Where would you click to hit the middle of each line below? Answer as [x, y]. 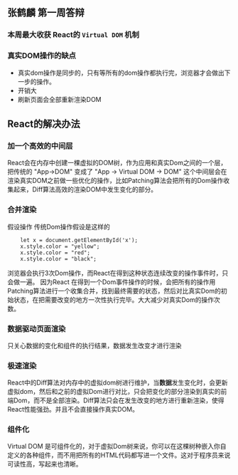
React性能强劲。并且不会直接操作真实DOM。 [73, 409]
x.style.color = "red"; [55, 252]
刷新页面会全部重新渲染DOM [59, 99]
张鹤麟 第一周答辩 [46, 13]
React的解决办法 [44, 124]
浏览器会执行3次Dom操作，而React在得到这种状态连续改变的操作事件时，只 [118, 273]
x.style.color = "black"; [59, 259]
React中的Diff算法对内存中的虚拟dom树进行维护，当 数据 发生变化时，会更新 [118, 382]
